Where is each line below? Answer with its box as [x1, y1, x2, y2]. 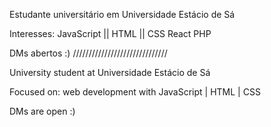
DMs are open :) [9, 105, 76, 117]
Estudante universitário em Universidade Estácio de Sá [9, 9, 236, 20]
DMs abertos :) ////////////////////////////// [9, 47, 168, 59]
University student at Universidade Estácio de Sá [9, 67, 211, 78]
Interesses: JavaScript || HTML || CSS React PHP [9, 28, 212, 39]
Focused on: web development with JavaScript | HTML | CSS [9, 86, 261, 98]
